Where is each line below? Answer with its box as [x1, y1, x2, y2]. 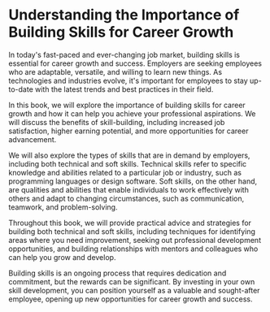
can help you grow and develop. [8, 252, 116, 262]
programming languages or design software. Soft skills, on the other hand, [8, 176, 258, 186]
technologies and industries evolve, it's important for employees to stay [8, 76, 248, 85]
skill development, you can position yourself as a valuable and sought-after [8, 285, 260, 295]
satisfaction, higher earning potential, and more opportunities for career [8, 126, 249, 136]
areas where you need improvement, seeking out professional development [8, 235, 262, 245]
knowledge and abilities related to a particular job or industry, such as [8, 167, 242, 177]
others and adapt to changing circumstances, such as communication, [8, 193, 245, 203]
